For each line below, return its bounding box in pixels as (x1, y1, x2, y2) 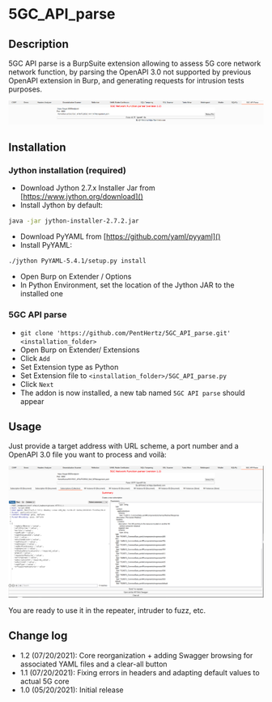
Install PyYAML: (19, 240, 73, 250)
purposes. (8, 84, 43, 94)
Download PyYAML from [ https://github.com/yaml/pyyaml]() (19, 232, 221, 241)
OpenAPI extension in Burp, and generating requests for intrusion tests (8, 76, 244, 85)
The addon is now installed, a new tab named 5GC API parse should (19, 388, 245, 398)
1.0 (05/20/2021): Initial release (19, 685, 124, 695)
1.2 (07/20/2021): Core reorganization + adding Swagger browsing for (19, 650, 253, 660)
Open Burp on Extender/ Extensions (19, 345, 140, 355)
